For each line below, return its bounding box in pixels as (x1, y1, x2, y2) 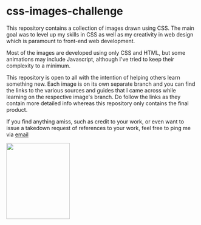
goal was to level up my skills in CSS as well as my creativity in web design (6, 30, 194, 38)
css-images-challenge (6, 4, 123, 18)
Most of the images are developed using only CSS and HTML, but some (6, 49, 186, 56)
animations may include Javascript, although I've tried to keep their (6, 55, 175, 63)
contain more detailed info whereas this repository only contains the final (6, 99, 189, 107)
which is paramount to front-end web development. (6, 37, 135, 44)
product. (6, 106, 28, 113)
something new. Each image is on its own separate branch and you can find (6, 80, 196, 88)
